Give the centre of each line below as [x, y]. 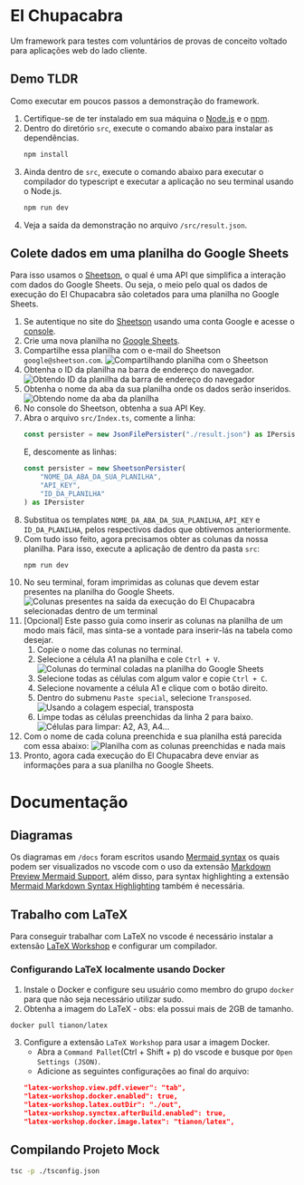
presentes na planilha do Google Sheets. [99, 592]
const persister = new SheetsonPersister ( [104, 469]
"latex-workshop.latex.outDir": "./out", [103, 1105]
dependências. [51, 138]
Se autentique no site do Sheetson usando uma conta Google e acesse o [159, 322]
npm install [46, 154]
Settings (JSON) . [69, 1062]
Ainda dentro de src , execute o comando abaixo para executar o [143, 171]
